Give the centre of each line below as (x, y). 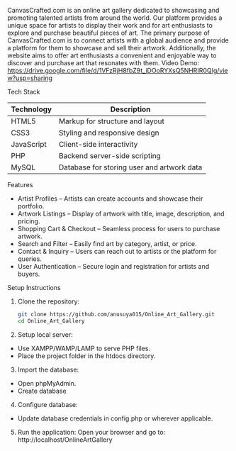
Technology (31, 109)
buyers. (29, 274)
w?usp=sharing (30, 78)
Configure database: (47, 404)
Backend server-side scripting (110, 156)
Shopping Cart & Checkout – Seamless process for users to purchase (119, 229)
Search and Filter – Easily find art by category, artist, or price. (107, 244)
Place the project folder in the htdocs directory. (86, 356)
